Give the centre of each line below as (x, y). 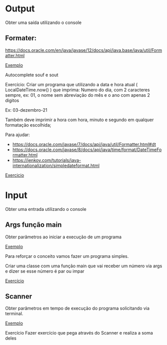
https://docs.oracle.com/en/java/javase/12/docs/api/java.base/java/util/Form (84, 50)
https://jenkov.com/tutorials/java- (47, 160)
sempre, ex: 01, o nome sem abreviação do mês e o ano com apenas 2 (78, 95)
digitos (12, 100)
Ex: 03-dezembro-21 (26, 110)
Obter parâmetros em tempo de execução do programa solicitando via (77, 308)
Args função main (33, 225)
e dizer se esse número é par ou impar (45, 271)
